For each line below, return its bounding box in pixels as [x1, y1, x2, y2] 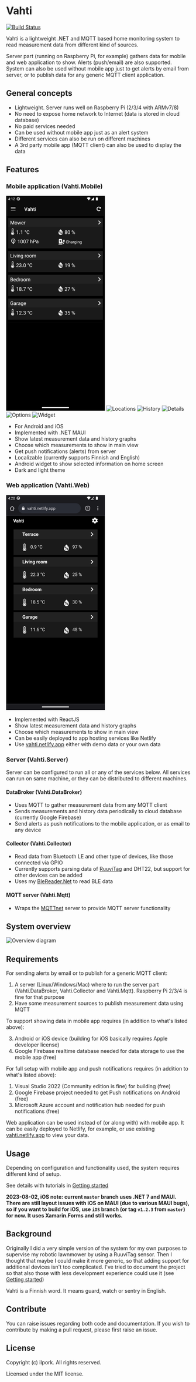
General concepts [6, 88, 73, 98]
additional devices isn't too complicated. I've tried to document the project [6, 1263, 185, 1270]
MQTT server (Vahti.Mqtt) [6, 891, 71, 898]
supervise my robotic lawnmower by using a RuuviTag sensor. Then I [6, 1250, 173, 1258]
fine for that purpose [14, 994, 65, 1001]
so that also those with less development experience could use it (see [6, 1269, 174, 1276]
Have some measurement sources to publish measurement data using [14, 1000, 184, 1007]
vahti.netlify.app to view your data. [6, 1132, 90, 1139]
